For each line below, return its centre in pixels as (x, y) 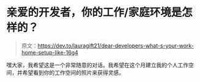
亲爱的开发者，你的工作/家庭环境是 (94, 12)
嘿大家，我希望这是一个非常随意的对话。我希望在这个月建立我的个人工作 (97, 65)
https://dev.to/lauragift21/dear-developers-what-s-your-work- (116, 46)
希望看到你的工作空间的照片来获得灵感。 (73, 72)
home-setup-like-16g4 (50, 52)
